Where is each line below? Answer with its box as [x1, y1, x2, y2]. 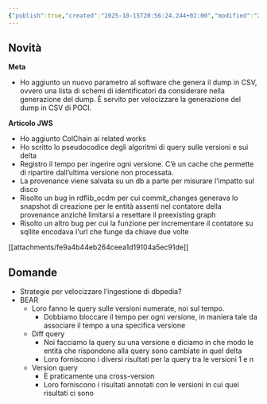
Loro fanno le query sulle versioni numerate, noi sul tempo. [31, 304, 225, 313]
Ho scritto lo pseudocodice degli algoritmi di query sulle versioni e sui [19, 143, 249, 152]
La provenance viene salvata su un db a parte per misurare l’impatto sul [19, 176, 254, 186]
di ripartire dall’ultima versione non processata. [19, 168, 174, 178]
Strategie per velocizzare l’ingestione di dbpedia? [19, 287, 182, 296]
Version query [31, 363, 78, 373]
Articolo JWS [8, 119, 53, 128]
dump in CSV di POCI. [19, 103, 92, 112]
